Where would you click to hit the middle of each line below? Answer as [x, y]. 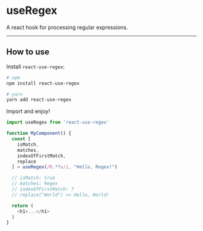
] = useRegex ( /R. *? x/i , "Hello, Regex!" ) [65, 167]
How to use [28, 52]
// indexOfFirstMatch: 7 [43, 189]
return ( [23, 206]
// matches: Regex [35, 184]
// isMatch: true [34, 178]
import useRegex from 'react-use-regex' [58, 122]
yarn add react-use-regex [39, 100]
